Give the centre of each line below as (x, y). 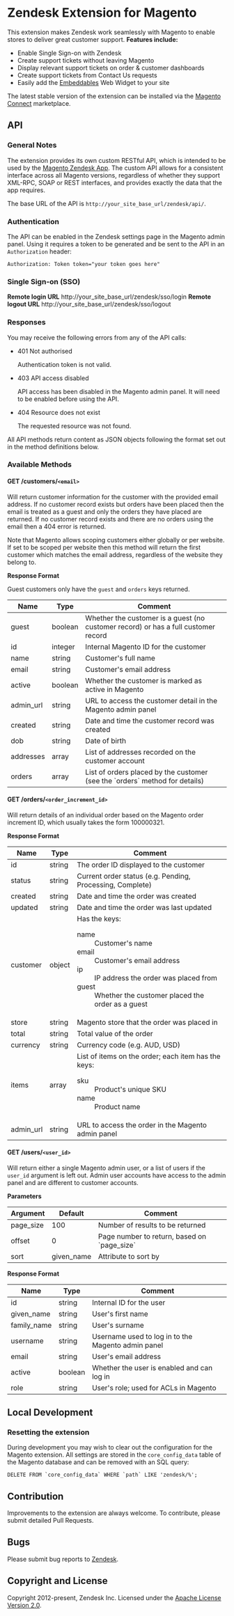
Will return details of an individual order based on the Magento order (106, 815)
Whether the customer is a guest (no (145, 618)
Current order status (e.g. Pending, (134, 876)
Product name (117, 1106)
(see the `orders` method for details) (145, 780)
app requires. (26, 190)
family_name (31, 1325)
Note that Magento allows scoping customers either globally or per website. (116, 540)
